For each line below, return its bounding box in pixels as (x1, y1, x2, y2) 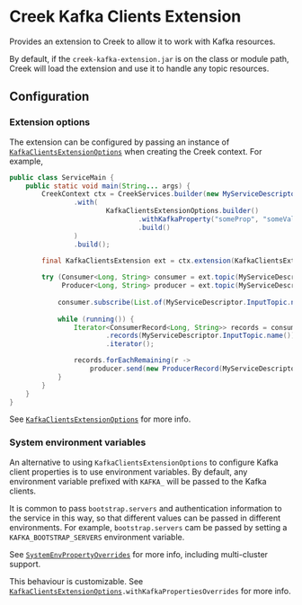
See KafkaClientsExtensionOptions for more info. (9, 414, 191, 424)
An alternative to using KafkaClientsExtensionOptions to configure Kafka (9, 457, 279, 467)
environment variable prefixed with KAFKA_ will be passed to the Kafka (9, 476, 267, 486)
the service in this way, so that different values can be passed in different (9, 512, 281, 523)
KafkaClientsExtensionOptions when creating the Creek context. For (9, 146, 262, 156)
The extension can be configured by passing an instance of (9, 137, 230, 147)
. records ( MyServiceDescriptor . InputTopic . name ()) (105, 331, 296, 341)
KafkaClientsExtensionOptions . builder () (105, 207, 259, 216)
